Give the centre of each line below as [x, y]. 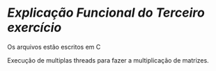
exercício [34, 27]
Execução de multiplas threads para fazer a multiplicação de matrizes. [108, 60]
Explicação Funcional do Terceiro [106, 13]
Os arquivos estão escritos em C [54, 47]
